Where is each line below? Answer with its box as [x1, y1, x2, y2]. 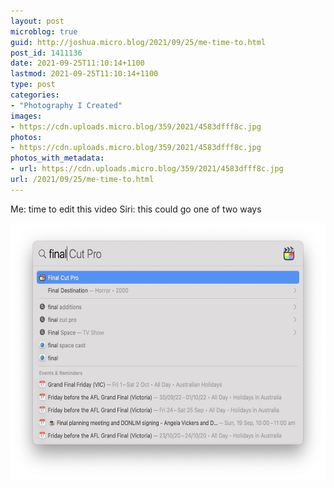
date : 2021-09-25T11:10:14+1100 [10, 58, 145, 69]
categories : [10, 90, 60, 100]
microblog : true [10, 26, 78, 37]
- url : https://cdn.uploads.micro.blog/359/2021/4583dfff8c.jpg [10, 164, 284, 174]
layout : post [10, 16, 65, 26]
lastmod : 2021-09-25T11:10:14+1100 [10, 69, 159, 79]
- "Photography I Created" [10, 100, 123, 110]
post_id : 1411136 [10, 48, 83, 58]
